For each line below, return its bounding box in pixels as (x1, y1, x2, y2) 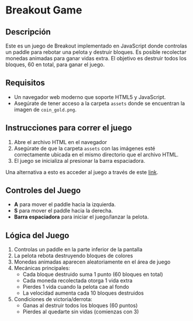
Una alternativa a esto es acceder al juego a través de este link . (5, 168, 158, 176)
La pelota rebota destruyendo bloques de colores (13, 252, 133, 259)
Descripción (5, 27, 51, 37)
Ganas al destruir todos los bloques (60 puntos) (22, 302, 138, 309)
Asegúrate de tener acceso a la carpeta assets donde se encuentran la (13, 100, 185, 107)
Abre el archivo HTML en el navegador (13, 138, 108, 145)
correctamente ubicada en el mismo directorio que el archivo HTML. (13, 151, 179, 158)
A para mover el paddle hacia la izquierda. (13, 201, 116, 208)
